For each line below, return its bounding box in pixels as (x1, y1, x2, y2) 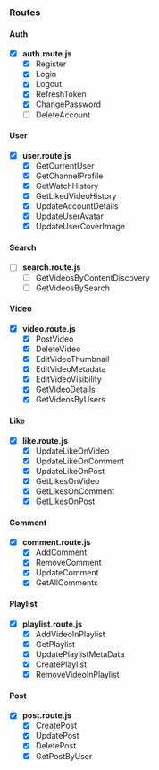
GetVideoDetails (35, 384, 96, 395)
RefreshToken (35, 89, 87, 99)
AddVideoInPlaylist (35, 628, 105, 639)
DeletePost (35, 740, 77, 751)
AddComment (35, 547, 88, 558)
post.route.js (21, 710, 72, 721)
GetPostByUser (35, 750, 93, 761)
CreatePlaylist (35, 659, 88, 670)
